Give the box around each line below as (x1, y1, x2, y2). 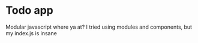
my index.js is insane (5, 29, 58, 36)
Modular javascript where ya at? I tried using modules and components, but (5, 23, 193, 30)
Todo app (5, 4, 53, 17)
